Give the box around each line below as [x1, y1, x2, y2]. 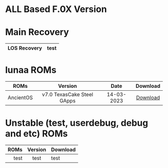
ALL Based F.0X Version [5, 4, 107, 15]
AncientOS [7, 94, 33, 101]
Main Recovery [5, 27, 69, 38]
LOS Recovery [7, 45, 42, 52]
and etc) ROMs [5, 128, 68, 139]
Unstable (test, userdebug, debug [5, 117, 148, 129]
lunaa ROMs [5, 64, 56, 76]
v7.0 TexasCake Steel [41, 91, 93, 98]
